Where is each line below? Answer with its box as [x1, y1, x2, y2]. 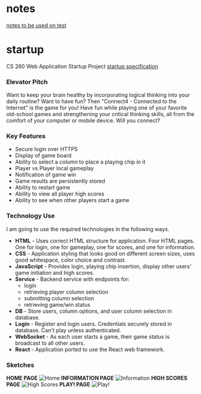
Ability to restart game [14, 184, 70, 191]
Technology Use [6, 212, 55, 220]
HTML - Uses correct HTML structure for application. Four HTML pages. [14, 237, 195, 244]
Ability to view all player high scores [14, 190, 105, 197]
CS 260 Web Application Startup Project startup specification [6, 63, 158, 70]
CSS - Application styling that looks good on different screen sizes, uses [14, 250, 196, 257]
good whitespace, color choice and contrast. [14, 256, 126, 263]
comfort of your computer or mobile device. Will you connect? [6, 117, 161, 125]
